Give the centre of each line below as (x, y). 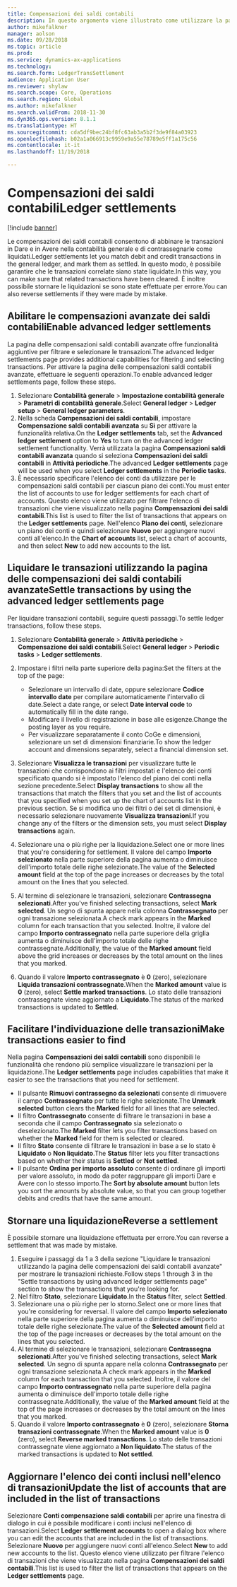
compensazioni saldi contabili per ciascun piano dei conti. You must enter (123, 486)
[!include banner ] (32, 228)
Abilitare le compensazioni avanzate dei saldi (109, 316)
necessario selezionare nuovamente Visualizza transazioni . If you (113, 815)
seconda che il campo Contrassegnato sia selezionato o (100, 1123)
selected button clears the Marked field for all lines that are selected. (119, 1108)
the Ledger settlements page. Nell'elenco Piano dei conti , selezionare (120, 523)
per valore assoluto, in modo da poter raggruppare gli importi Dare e (117, 1176)
